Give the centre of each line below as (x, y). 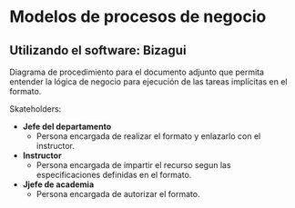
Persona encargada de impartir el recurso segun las (133, 165)
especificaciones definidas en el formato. (114, 175)
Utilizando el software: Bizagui (98, 50)
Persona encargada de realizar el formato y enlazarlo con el (148, 136)
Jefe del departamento (67, 126)
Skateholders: (36, 109)
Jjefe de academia (58, 184)
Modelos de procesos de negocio (138, 17)
